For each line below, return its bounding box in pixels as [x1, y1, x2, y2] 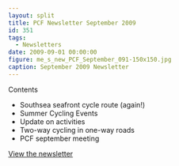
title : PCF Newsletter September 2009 [8, 19, 136, 27]
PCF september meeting [19, 134, 100, 143]
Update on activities [19, 116, 86, 126]
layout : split [8, 11, 55, 20]
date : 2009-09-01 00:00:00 [8, 48, 97, 56]
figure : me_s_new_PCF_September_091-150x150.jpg [8, 56, 172, 64]
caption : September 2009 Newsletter [8, 63, 129, 71]
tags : [8, 33, 26, 42]
